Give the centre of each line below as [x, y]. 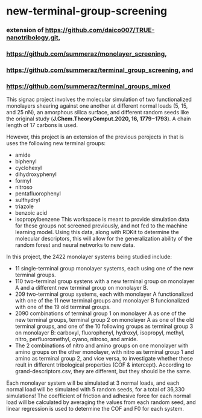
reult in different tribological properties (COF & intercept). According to [103, 365]
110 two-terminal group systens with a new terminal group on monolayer [105, 281]
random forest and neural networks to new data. [75, 245]
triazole [24, 206]
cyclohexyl [28, 168]
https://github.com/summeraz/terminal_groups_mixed [88, 86]
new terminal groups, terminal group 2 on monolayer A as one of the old [104, 320]
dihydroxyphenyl [36, 174]
